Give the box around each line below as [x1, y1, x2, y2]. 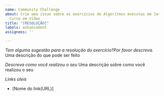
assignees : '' [5, 30, 34, 34]
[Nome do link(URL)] [12, 86, 54, 91]
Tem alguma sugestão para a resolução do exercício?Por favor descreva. [5, 47, 154, 53]
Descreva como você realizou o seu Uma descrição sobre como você [5, 62, 145, 67]
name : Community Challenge [5, 7, 60, 12]
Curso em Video [9, 16, 41, 21]
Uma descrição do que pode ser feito [5, 52, 81, 58]
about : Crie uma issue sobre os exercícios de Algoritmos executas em [5, 12, 152, 16]
